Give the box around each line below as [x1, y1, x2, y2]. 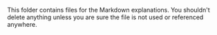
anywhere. [7, 21, 37, 28]
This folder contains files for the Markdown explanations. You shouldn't [7, 6, 211, 14]
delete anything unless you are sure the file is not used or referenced [7, 13, 204, 21]
